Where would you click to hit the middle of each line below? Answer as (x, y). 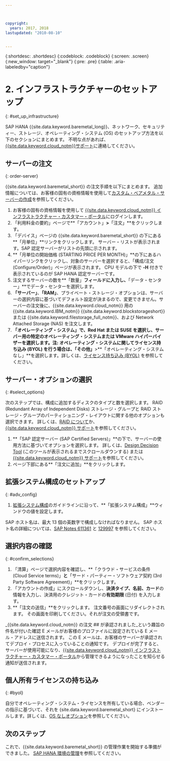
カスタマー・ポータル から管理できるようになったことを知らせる (98, 656)
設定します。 (53, 511)
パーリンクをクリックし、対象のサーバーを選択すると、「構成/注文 (86, 261)
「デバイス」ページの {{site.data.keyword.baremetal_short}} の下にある (87, 236)
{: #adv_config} (21, 494)
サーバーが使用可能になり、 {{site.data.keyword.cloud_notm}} (69, 650)
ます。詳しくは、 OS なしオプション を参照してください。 (73, 716)
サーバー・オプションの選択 (49, 379)
